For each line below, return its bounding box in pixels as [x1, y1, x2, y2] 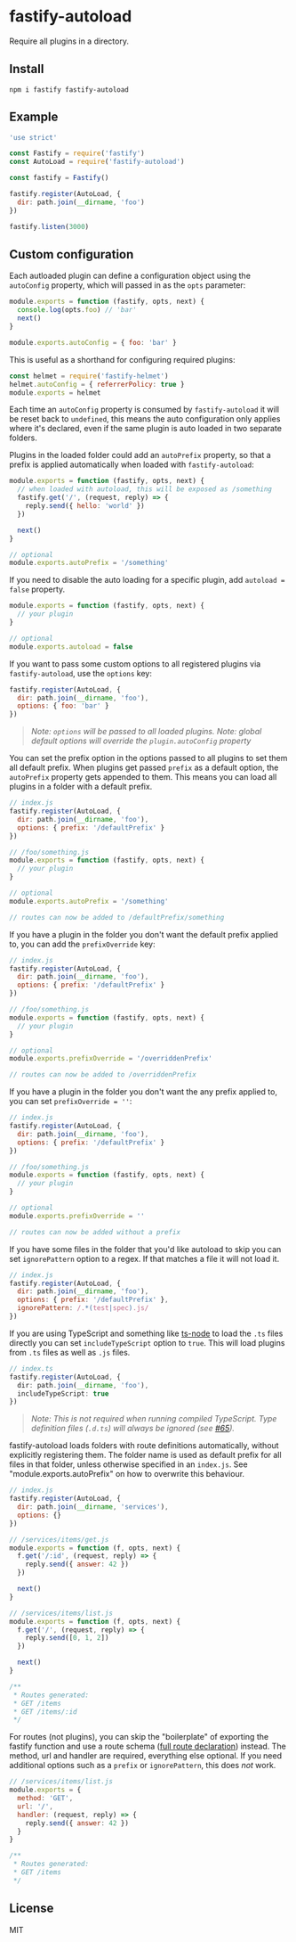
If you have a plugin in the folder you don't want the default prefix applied [9, 929, 278, 939]
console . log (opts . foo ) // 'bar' [17, 306, 138, 315]
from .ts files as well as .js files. [9, 1347, 131, 1357]
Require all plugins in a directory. [9, 36, 129, 46]
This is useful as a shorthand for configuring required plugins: [9, 354, 236, 365]
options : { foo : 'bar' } [17, 701, 109, 710]
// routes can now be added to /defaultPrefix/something [9, 913, 225, 922]
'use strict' [9, 133, 58, 142]
